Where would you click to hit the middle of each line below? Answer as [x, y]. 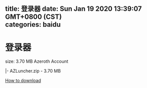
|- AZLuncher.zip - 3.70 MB [33, 71]
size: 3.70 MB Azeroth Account [37, 61]
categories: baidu [33, 24]
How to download [23, 81]
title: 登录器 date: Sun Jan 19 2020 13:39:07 [73, 9]
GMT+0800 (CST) [33, 17]
